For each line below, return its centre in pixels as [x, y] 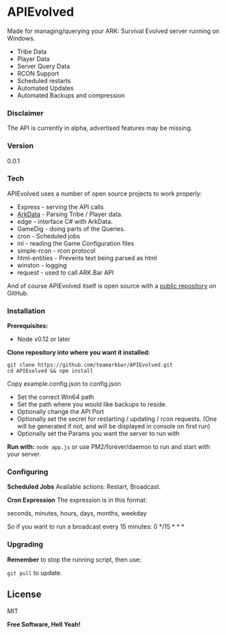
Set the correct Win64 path [55, 397]
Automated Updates [45, 88]
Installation [26, 311]
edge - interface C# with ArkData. [65, 221]
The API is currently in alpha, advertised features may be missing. [100, 128]
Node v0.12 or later [43, 339]
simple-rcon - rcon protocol [56, 251]
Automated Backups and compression [71, 95]
